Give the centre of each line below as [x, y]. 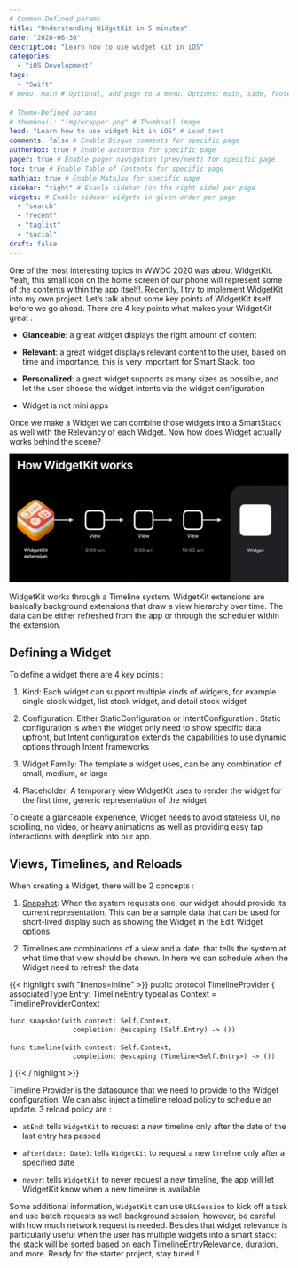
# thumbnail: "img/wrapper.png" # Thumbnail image [105, 122]
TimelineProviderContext [55, 1003]
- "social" [37, 235]
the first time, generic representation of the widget [114, 799]
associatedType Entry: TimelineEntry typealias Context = [113, 994]
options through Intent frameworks [86, 746]
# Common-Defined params [55, 19]
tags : [19, 76]
